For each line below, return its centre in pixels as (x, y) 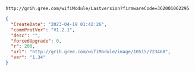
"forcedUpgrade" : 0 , (36, 41)
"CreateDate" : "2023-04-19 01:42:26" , (59, 24)
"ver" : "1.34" (28, 57)
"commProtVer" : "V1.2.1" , (43, 30)
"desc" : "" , (26, 35)
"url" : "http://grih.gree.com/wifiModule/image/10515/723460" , (91, 52)
